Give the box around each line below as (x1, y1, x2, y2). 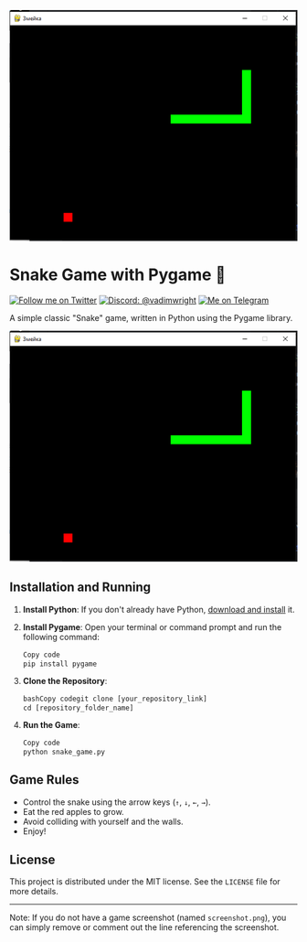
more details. (9, 886, 59, 897)
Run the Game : (22, 719, 80, 730)
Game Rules (9, 772, 79, 787)
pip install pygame (22, 659, 98, 669)
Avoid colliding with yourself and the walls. (22, 816, 185, 827)
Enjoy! (22, 825, 47, 837)
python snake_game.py (22, 747, 105, 756)
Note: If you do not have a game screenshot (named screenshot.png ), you (9, 912, 287, 924)
